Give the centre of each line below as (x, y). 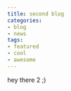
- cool (17, 54)
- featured (23, 47)
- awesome (22, 60)
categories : (25, 20)
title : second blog (36, 14)
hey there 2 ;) (27, 80)
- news (17, 34)
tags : (15, 40)
